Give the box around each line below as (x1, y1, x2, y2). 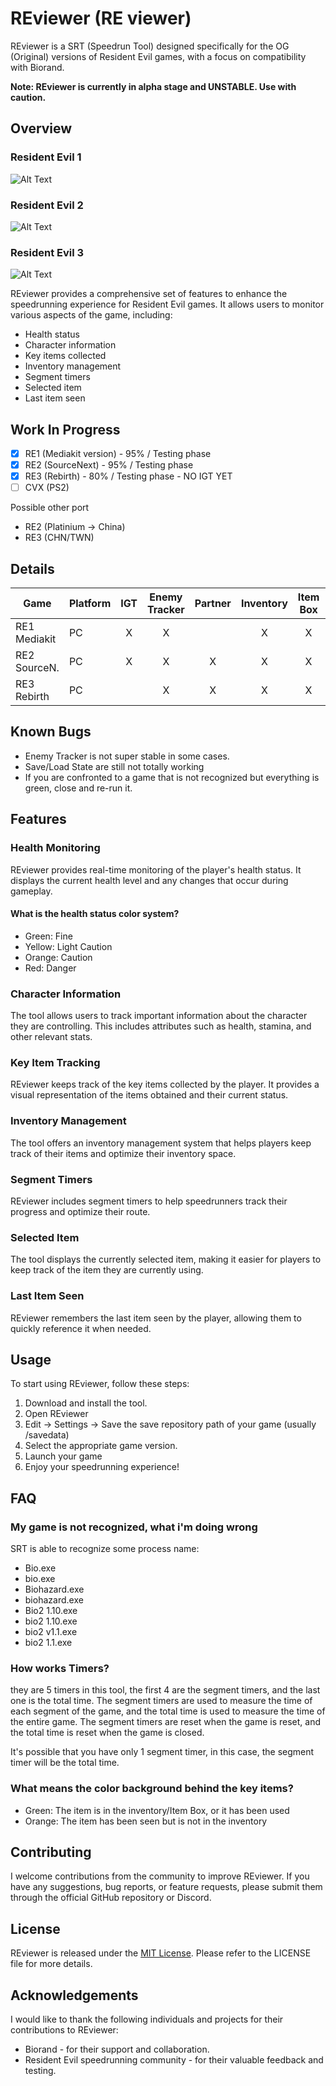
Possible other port (10, 502, 90, 514)
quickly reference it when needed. (10, 1322, 152, 1334)
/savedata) (24, 1429, 70, 1441)
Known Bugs (10, 723, 92, 741)
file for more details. (10, 1958, 93, 1970)
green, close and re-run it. (24, 782, 133, 794)
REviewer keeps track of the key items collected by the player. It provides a (10, 1078, 320, 1091)
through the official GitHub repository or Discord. (10, 1892, 212, 1904)
